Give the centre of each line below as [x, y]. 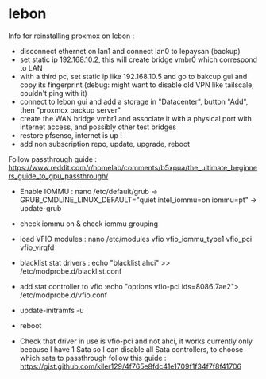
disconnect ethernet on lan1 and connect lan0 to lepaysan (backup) [130, 51]
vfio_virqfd [37, 247]
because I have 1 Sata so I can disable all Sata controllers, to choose [131, 349]
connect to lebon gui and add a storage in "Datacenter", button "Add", [134, 101]
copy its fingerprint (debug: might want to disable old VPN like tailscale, [137, 85]
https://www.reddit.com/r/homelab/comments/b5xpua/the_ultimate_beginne [133, 167]
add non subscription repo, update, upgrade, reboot [105, 144]
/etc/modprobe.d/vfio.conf [64, 295]
